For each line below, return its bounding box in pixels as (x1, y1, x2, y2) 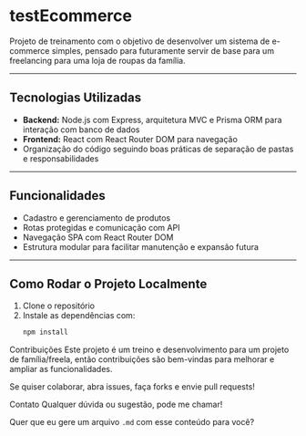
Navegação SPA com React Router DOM (22, 232, 174, 243)
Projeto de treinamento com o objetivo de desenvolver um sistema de (9, 36, 270, 47)
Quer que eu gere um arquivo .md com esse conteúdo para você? (9, 417, 255, 428)
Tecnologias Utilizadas (9, 90, 142, 106)
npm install (22, 327, 68, 337)
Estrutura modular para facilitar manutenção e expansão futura (22, 241, 260, 252)
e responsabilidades (22, 152, 99, 164)
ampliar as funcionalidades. (9, 364, 113, 375)
